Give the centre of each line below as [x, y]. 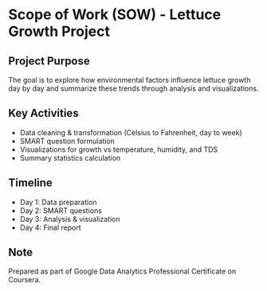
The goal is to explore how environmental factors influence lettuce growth [130, 80]
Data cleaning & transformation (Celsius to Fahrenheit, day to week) [131, 132]
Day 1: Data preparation [58, 202]
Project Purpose [49, 61]
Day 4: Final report [50, 227]
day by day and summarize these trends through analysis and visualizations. [133, 88]
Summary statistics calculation [70, 157]
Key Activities [43, 113]
